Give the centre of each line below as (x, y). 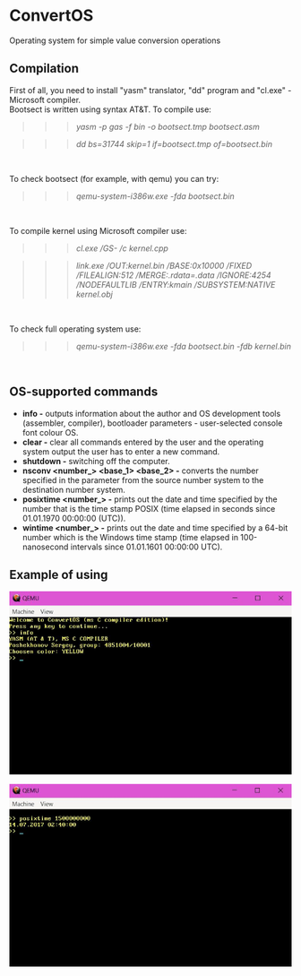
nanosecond (45, 547)
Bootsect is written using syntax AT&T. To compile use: (111, 109)
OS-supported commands (84, 392)
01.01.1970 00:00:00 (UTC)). (74, 518)
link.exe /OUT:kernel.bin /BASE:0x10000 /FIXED (164, 265)
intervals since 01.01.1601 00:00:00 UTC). (146, 547)
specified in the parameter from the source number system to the (143, 479)
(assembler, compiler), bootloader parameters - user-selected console (152, 423)
